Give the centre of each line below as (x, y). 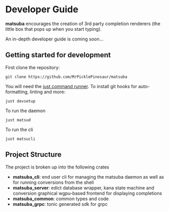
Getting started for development (58, 55)
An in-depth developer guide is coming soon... (54, 39)
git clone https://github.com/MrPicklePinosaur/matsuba (66, 77)
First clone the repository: (33, 67)
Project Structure (33, 155)
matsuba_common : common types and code (61, 199)
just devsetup (21, 101)
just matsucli (21, 139)
